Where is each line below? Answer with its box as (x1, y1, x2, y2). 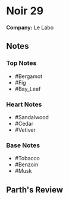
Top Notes (6, 59, 37, 67)
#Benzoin (14, 161, 39, 168)
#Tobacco (14, 155, 40, 162)
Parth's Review (6, 185, 64, 195)
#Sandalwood (14, 113, 49, 120)
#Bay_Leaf (14, 85, 41, 92)
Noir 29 (6, 4, 43, 18)
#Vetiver (14, 126, 36, 133)
